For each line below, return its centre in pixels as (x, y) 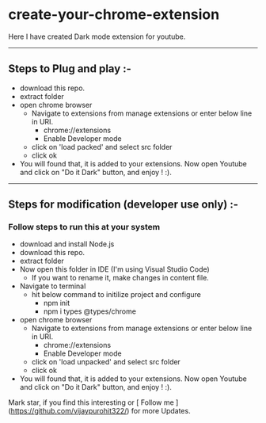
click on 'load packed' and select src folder (102, 147)
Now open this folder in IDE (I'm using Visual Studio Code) (114, 269)
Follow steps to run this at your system (84, 227)
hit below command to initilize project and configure (116, 295)
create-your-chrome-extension (114, 15)
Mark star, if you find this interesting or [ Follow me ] (93, 402)
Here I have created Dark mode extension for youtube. (97, 36)
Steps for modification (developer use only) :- (123, 205)
